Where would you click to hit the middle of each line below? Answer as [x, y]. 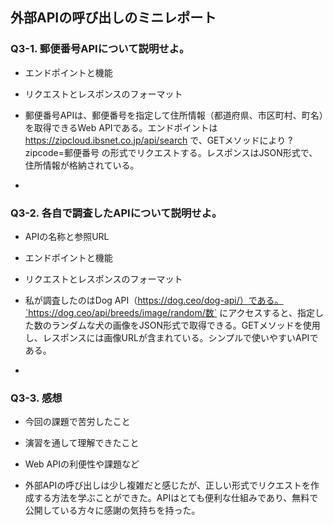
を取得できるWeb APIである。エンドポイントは [121, 127]
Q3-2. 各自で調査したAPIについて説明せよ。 [116, 213]
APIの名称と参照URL [67, 236]
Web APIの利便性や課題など [82, 464]
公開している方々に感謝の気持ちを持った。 [112, 510]
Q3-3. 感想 [36, 398]
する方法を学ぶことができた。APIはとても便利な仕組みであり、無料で [176, 498]
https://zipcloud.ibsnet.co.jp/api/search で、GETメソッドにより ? [158, 140]
